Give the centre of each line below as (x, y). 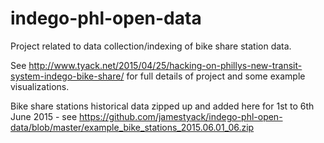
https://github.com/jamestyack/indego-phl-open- (180, 116)
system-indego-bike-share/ (67, 76)
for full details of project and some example (216, 76)
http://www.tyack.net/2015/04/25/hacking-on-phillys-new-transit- (165, 65)
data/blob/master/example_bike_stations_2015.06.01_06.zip (132, 127)
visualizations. (40, 86)
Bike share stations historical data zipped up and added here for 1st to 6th (162, 106)
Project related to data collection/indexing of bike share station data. (151, 46)
